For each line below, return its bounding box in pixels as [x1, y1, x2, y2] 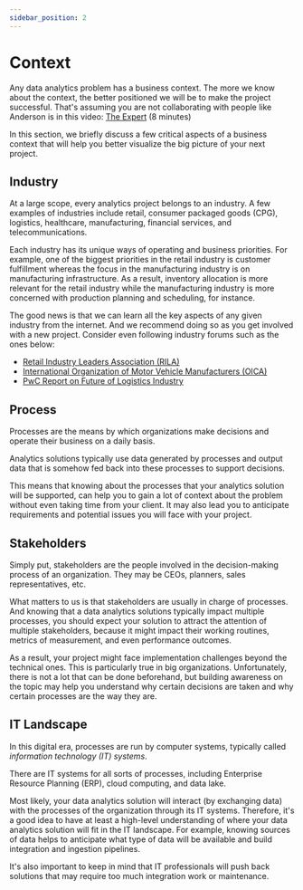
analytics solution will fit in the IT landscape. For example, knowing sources [9, 824, 291, 835]
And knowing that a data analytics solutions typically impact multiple [9, 606, 265, 617]
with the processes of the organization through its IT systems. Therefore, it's [9, 805, 295, 816]
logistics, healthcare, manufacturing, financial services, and [9, 217, 232, 228]
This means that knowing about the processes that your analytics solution [9, 481, 285, 492]
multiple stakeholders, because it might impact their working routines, [9, 626, 270, 636]
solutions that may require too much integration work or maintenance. [9, 870, 270, 881]
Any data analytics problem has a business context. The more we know [9, 82, 276, 93]
